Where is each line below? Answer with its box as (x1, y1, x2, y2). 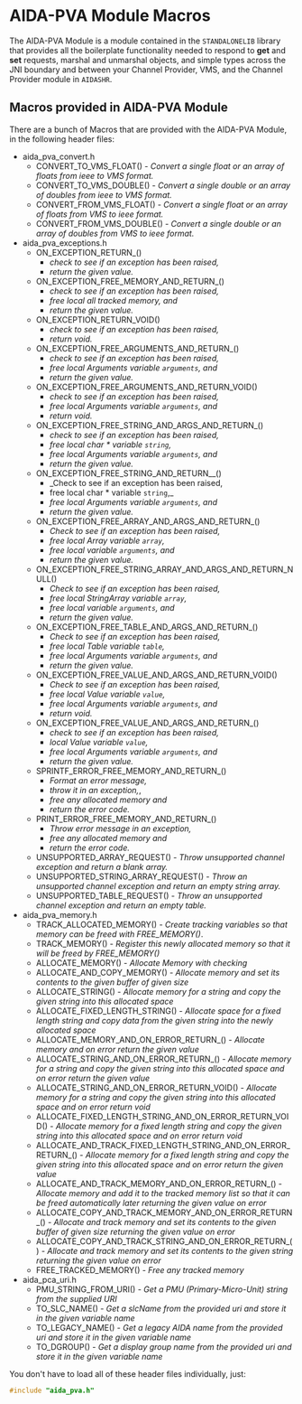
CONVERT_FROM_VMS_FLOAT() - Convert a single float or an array (35, 199, 288, 210)
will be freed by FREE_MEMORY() (35, 948, 160, 959)
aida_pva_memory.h (22, 909, 97, 920)
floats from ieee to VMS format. (35, 170, 154, 181)
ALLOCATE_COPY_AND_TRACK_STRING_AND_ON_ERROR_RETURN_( (35, 1235, 293, 1247)
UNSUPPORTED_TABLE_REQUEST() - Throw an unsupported (35, 890, 263, 901)
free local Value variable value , (49, 688, 166, 699)
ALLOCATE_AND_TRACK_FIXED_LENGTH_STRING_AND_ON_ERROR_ (35, 1139, 291, 1150)
